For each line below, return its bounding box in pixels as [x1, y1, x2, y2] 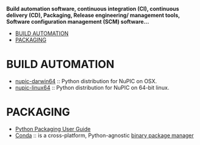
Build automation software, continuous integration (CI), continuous [6, 5, 179, 12]
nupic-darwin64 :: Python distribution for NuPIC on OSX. [15, 77, 157, 84]
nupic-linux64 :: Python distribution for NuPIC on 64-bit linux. [15, 84, 170, 91]
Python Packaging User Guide [15, 125, 91, 132]
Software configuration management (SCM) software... [6, 18, 150, 25]
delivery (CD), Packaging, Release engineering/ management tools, [6, 12, 181, 19]
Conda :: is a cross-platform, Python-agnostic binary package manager [15, 132, 195, 139]
